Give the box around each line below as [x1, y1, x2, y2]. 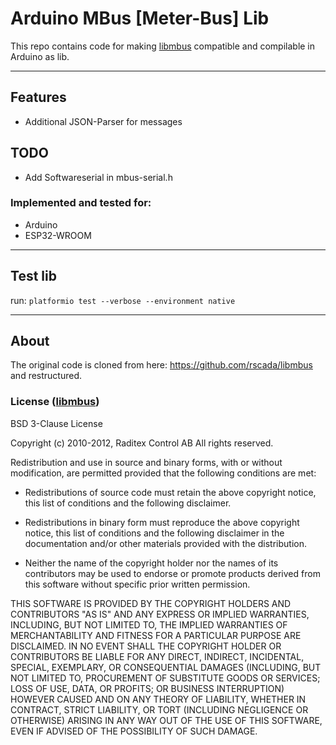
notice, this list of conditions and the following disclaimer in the [24, 527, 285, 539]
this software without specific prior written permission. [24, 578, 251, 590]
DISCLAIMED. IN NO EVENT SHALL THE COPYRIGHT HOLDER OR [10, 640, 282, 652]
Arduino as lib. [10, 50, 70, 62]
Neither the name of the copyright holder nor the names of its [24, 557, 279, 569]
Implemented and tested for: [10, 196, 152, 210]
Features [10, 89, 67, 106]
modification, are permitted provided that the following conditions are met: [10, 467, 317, 479]
